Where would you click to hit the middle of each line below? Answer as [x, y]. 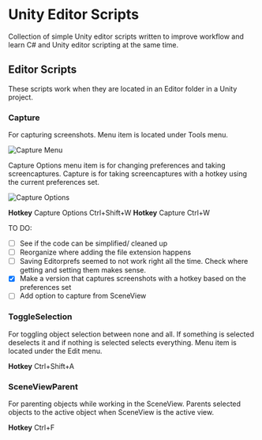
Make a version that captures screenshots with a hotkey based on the [133, 279]
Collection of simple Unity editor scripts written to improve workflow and [126, 36]
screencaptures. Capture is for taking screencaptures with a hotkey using [127, 174]
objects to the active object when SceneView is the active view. [111, 412]
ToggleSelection [40, 317]
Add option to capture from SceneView [83, 296]
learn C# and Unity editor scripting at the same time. [94, 44]
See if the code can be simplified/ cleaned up [94, 243]
